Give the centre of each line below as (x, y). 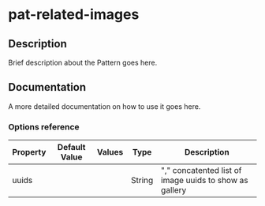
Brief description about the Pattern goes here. (83, 62)
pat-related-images (74, 15)
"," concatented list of (201, 170)
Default (71, 148)
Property (29, 152)
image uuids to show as (204, 181)
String (142, 181)
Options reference (44, 126)
